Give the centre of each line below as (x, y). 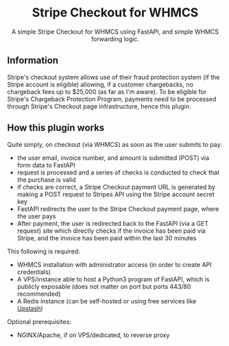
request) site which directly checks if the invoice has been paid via (111, 231)
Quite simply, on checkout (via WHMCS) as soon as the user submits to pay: (115, 144)
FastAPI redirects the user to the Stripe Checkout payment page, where (118, 209)
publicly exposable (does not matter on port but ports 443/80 (104, 286)
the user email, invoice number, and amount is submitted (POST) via (113, 158)
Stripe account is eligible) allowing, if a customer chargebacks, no (100, 84)
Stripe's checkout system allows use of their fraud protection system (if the (113, 77)
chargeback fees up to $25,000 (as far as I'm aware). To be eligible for (107, 91)
